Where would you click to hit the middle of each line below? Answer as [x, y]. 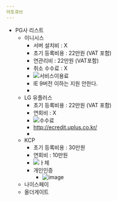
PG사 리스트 [29, 30]
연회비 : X [45, 113]
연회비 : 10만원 [51, 155]
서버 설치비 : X [50, 45]
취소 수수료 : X [50, 68]
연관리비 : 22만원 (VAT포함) [66, 60]
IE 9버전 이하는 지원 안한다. [65, 83]
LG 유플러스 [38, 97]
